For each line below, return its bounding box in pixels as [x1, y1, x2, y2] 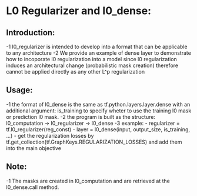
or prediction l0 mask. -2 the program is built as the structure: [6, 113, 156, 120]
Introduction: [6, 28, 55, 38]
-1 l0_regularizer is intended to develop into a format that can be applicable [6, 43, 188, 50]
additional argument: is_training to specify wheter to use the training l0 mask [6, 107, 192, 114]
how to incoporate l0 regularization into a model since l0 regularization [6, 56, 178, 62]
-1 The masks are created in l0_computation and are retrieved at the [6, 177, 171, 184]
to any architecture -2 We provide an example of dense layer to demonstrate [6, 49, 191, 57]
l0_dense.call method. [6, 184, 59, 191]
